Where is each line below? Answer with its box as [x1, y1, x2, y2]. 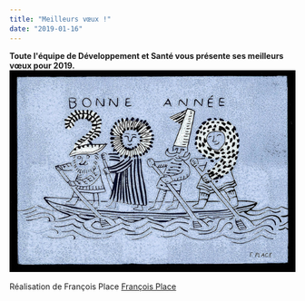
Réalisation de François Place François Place [9, 281, 177, 292]
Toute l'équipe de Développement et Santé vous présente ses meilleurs [9, 50, 284, 61]
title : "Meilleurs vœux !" [9, 15, 112, 24]
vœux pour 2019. [9, 60, 75, 71]
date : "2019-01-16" [9, 24, 84, 34]
